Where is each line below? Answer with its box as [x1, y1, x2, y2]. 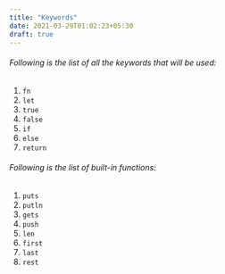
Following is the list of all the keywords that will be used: [9, 57, 217, 68]
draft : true [9, 29, 54, 38]
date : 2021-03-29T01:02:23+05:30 [9, 21, 134, 30]
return [21, 144, 47, 153]
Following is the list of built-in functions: [9, 162, 156, 173]
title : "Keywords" [9, 12, 78, 22]
